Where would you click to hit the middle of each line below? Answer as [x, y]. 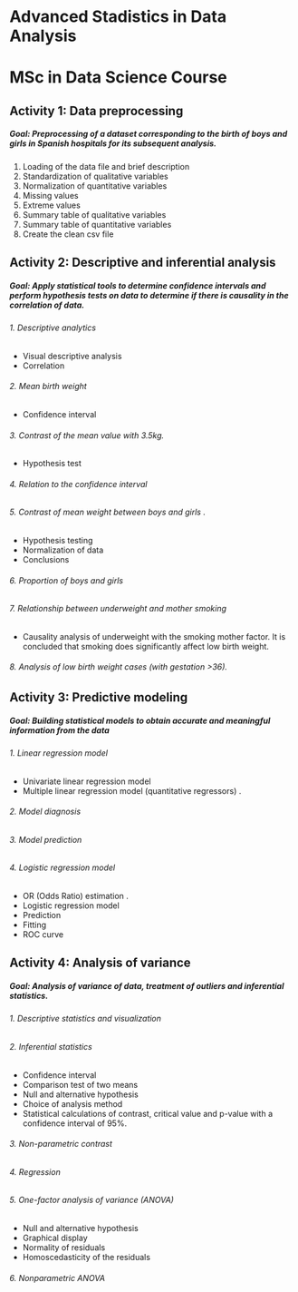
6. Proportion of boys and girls [67, 580]
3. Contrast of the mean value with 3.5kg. [87, 435]
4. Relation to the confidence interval [78, 484]
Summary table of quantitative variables [97, 224]
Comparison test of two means [80, 1084]
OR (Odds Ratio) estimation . [76, 896]
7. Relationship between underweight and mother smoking [118, 609]
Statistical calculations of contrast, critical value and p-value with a [148, 1113]
